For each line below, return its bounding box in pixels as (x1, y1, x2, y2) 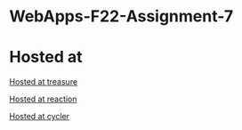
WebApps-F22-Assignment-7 (9, 6, 234, 27)
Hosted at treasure (9, 77, 78, 87)
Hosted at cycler (9, 111, 69, 122)
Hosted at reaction (9, 93, 77, 104)
